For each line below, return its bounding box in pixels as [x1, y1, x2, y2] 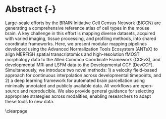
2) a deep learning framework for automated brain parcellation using [5, 78, 145, 83]
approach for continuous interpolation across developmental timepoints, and [5, 72, 162, 78]
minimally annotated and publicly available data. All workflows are [5, 82, 140, 88]
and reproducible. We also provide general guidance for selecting [20, 88, 155, 94]
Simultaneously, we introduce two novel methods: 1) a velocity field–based [5, 67, 158, 73]
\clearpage [5, 108, 28, 114]
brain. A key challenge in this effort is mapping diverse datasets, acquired [5, 30, 156, 36]
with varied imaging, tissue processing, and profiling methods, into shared [5, 36, 157, 41]
